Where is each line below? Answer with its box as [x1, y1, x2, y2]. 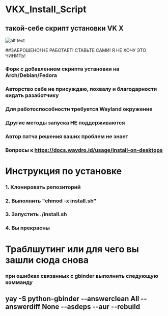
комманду [5, 279, 33, 286]
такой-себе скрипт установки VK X [5, 24, 124, 33]
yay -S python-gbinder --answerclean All [5, 294, 139, 303]
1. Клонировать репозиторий [5, 183, 81, 191]
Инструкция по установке [5, 165, 122, 177]
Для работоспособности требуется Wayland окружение [5, 106, 153, 113]
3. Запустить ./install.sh [5, 210, 67, 218]
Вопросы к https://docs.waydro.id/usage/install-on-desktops [5, 146, 163, 153]
